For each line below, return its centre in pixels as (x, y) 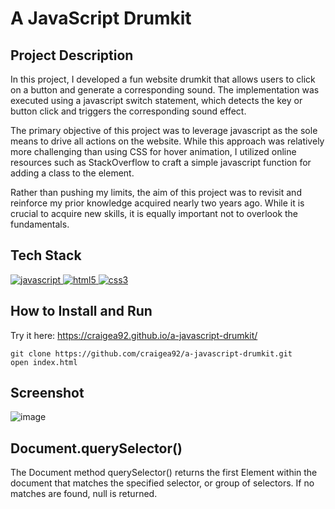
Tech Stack (46, 255)
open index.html (44, 362)
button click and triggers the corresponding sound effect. (128, 111)
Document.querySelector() (96, 448)
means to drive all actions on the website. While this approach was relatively (167, 141)
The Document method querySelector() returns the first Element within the (164, 473)
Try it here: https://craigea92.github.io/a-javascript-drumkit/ (134, 335)
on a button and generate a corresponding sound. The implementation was (165, 90)
